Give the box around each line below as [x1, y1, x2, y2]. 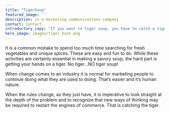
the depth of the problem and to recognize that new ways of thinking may [5, 97, 158, 103]
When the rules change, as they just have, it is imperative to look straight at [5, 92, 162, 97]
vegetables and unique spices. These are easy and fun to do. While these [5, 50, 158, 56]
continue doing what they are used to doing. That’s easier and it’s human [5, 77, 157, 82]
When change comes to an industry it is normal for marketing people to [5, 71, 154, 77]
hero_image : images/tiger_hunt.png [5, 31, 80, 36]
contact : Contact [5, 21, 42, 27]
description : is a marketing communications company [5, 17, 119, 22]
